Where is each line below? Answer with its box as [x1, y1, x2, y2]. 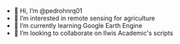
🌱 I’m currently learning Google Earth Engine [13, 22, 142, 29]
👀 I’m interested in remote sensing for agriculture [13, 14, 155, 22]
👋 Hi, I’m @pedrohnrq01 [13, 7, 83, 15]
